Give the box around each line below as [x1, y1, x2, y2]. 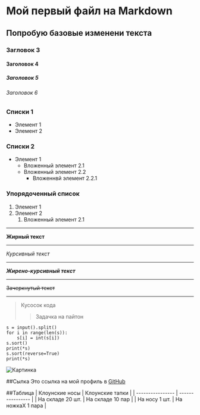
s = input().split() [6, 324, 58, 330]
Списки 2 [6, 142, 35, 150]
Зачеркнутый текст [6, 284, 55, 291]
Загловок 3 [6, 46, 40, 54]
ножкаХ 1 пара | [6, 402, 46, 409]
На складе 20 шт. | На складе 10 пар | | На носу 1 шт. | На [37, 395, 183, 402]
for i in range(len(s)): [6, 329, 68, 336]
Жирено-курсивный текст [6, 267, 76, 274]
